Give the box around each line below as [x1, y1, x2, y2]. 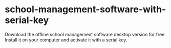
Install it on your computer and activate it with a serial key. [5, 37, 127, 43]
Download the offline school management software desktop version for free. [5, 31, 166, 37]
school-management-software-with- [5, 4, 166, 15]
